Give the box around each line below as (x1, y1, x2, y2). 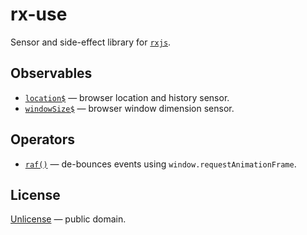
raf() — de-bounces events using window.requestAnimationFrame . (24, 158, 297, 170)
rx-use (10, 3, 68, 26)
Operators (10, 131, 76, 148)
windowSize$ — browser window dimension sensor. (24, 102, 235, 114)
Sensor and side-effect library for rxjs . (10, 36, 172, 48)
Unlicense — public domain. (10, 213, 127, 225)
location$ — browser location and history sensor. (24, 91, 230, 103)
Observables (10, 65, 93, 82)
